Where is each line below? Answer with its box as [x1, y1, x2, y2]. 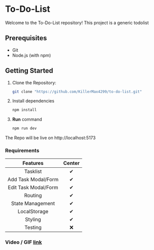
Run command [12, 117, 42, 123]
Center [63, 160, 80, 167]
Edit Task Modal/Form [8, 184, 58, 191]
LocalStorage [17, 208, 49, 215]
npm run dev [12, 126, 37, 131]
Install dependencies [12, 98, 55, 104]
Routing [24, 192, 42, 199]
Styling [25, 216, 41, 223]
